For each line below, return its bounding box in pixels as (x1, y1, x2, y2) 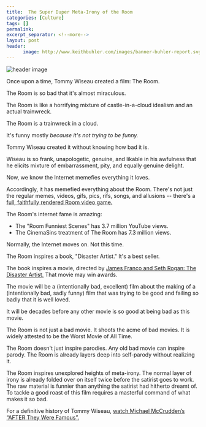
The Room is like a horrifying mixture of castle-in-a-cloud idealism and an (6, 101, 193, 108)
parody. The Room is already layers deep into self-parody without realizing (6, 350, 195, 358)
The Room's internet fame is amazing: (6, 210, 102, 217)
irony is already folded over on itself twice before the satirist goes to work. (6, 376, 194, 383)
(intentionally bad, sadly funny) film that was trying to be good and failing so (6, 289, 199, 297)
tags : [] (6, 20, 29, 26)
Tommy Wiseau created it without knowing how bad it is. (6, 143, 149, 151)
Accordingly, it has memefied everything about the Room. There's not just (6, 185, 193, 193)
